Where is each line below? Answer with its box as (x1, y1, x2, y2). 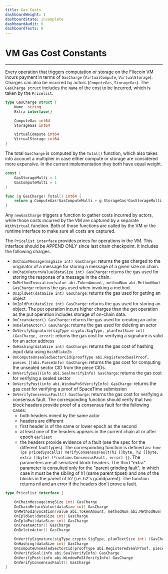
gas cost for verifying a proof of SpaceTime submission (12, 386, 127, 392)
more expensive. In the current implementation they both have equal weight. (5, 161, 162, 167)
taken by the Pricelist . (5, 90, 53, 96)
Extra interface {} (14, 109, 52, 114)
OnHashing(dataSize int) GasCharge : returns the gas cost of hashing (12, 343, 153, 349)
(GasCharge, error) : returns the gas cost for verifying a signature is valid (12, 333, 163, 339)
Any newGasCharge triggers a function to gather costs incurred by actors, (5, 212, 153, 218)
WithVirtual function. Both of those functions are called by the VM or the (5, 223, 156, 229)
